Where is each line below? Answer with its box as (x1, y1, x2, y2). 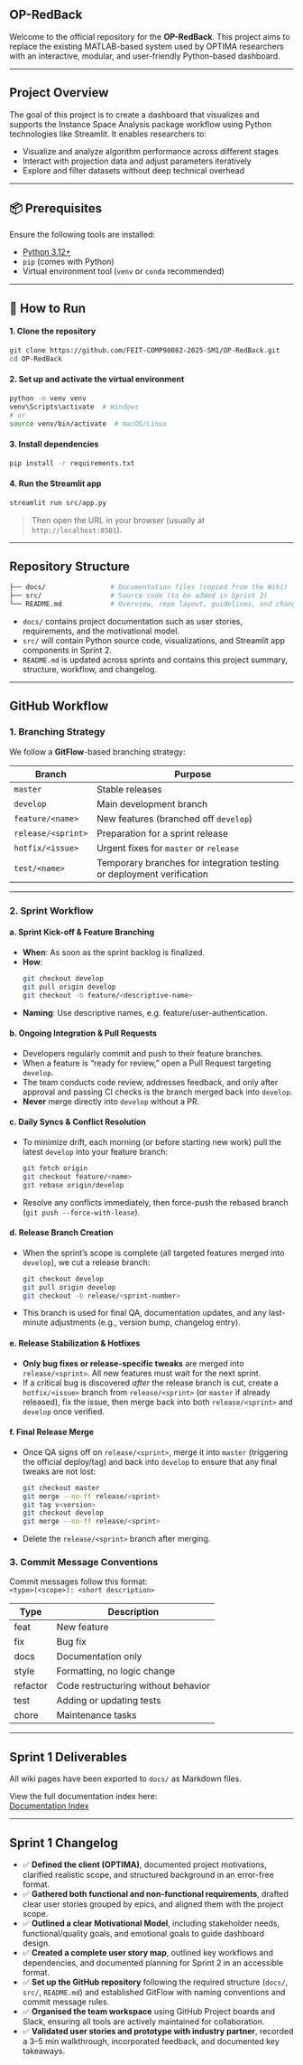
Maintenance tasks (56, 1709, 137, 1722)
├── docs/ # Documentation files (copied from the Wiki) (9, 583, 289, 592)
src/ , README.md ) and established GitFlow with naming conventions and (22, 1987, 286, 1998)
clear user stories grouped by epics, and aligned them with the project (22, 1899, 284, 1910)
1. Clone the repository (9, 325, 96, 337)
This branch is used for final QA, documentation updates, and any (22, 1308, 268, 1319)
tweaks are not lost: (22, 1466, 96, 1477)
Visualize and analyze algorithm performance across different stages (22, 145, 280, 156)
